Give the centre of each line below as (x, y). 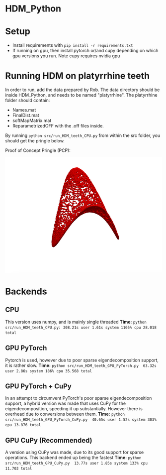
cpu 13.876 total (23, 425)
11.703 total (19, 469)
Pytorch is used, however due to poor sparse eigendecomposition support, (82, 360)
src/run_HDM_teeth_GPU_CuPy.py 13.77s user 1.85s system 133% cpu (77, 464)
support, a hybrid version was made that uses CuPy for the (65, 403)
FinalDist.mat (26, 116)
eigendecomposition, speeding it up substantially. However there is (74, 409)
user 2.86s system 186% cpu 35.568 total (49, 371)
